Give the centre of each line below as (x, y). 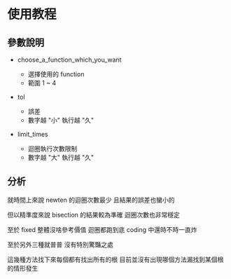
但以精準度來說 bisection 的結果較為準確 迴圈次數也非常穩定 (93, 215)
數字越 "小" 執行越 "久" (61, 120)
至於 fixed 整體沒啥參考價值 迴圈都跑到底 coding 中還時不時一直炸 (102, 229)
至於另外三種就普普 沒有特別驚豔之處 (60, 244)
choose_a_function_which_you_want (69, 60)
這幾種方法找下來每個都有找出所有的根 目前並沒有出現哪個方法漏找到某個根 (115, 259)
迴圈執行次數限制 (52, 149)
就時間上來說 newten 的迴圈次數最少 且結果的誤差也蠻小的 (91, 200)
